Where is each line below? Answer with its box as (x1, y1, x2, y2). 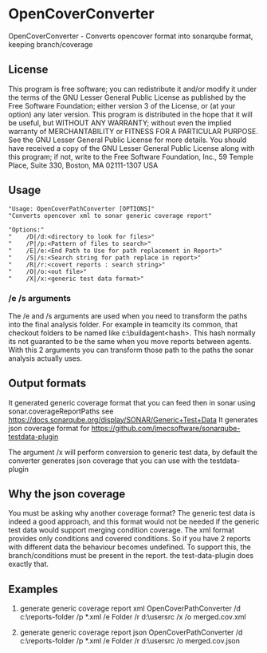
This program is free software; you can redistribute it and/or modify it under (8, 84, 257, 93)
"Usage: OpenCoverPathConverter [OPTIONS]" (8, 204, 155, 212)
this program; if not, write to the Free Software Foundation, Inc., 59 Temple (8, 152, 253, 161)
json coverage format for (8, 423, 90, 433)
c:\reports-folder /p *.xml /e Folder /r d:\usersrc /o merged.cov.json (19, 636, 241, 646)
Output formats (8, 377, 87, 390)
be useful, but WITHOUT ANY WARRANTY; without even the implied (8, 117, 232, 128)
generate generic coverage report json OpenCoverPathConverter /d (19, 627, 243, 637)
